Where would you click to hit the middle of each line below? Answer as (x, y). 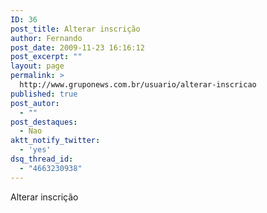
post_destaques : (44, 122)
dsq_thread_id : (42, 159)
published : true (44, 94)
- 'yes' (35, 150)
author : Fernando (46, 38)
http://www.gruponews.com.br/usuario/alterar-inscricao (138, 85)
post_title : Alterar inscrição (75, 29)
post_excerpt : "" (46, 57)
